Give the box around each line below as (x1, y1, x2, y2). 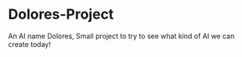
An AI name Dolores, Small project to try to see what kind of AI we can (8, 31, 235, 41)
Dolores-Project (8, 5, 114, 23)
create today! (8, 39, 51, 48)
